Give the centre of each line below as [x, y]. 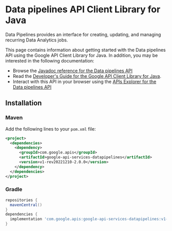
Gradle [14, 190]
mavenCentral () [26, 205]
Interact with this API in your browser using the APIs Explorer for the [84, 81]
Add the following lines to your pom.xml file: [51, 129]
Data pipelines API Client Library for [83, 9]
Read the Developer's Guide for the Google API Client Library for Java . [87, 76]
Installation [24, 103]
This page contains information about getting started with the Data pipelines [86, 50]
